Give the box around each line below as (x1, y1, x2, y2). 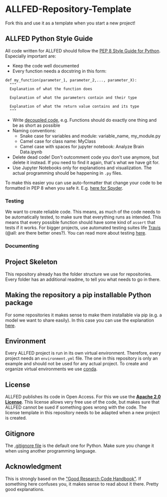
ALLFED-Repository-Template (5, 3, 132, 15)
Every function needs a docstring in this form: (12, 68, 107, 74)
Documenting (5, 242, 39, 249)
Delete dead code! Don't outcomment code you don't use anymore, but (12, 154, 160, 160)
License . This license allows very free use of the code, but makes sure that (5, 399, 160, 405)
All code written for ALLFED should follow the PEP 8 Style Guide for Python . (5, 47, 161, 53)
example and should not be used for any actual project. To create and (5, 361, 148, 367)
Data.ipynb (19, 149, 42, 155)
